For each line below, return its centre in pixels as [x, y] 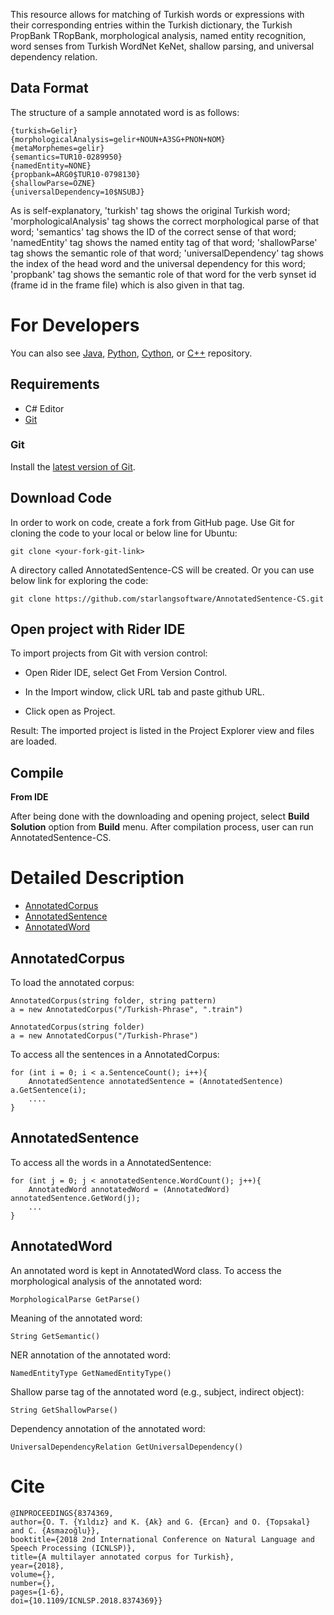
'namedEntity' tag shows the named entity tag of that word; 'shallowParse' [164, 242]
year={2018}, [37, 1565]
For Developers [75, 325]
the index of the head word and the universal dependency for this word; [158, 263]
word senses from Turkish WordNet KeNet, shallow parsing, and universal [162, 46]
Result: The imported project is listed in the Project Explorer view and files [162, 731]
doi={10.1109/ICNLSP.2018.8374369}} [86, 1600]
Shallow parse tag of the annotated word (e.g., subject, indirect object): [157, 1391]
